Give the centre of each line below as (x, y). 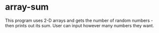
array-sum (27, 7)
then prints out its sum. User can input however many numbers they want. (79, 25)
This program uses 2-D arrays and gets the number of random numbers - (79, 20)
